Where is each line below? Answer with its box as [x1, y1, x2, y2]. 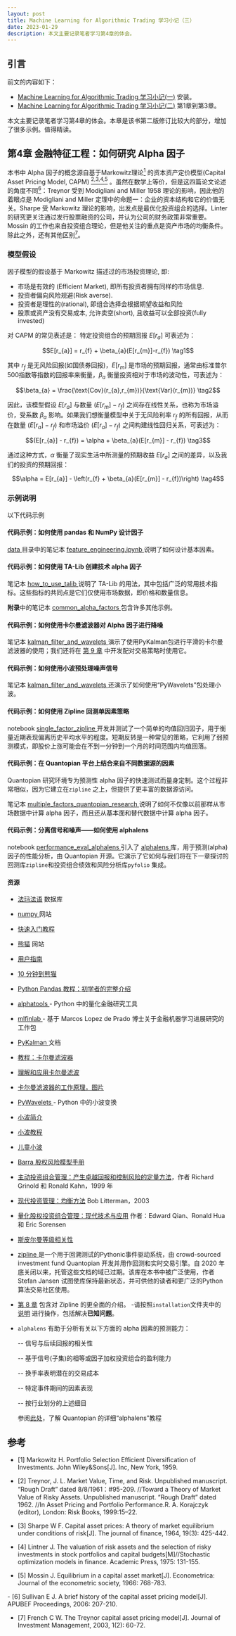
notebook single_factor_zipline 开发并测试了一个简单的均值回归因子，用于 [7, 724, 221, 733]
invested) [17, 316, 45, 324]
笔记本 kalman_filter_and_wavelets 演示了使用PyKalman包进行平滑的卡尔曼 [7, 638, 223, 646]
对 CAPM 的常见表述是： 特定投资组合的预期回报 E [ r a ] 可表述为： [7, 331, 195, 341]
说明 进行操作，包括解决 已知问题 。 [17, 1310, 118, 1318]
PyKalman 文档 [17, 1039, 61, 1047]
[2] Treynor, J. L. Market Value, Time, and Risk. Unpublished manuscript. [17, 1477, 228, 1485]
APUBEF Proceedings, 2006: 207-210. [7, 1600, 118, 1609]
